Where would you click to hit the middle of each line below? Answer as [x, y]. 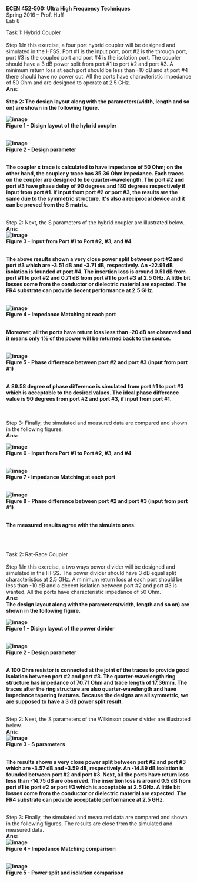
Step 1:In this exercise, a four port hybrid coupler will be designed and [91, 45]
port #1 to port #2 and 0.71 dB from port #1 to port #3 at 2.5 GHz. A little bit [98, 278]
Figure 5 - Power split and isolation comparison [65, 873]
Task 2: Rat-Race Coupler [37, 554]
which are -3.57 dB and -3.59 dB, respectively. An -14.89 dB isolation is [95, 768]
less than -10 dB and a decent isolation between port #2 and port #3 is [92, 586]
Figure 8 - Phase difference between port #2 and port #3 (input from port [97, 501]
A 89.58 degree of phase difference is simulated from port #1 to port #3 [95, 386]
